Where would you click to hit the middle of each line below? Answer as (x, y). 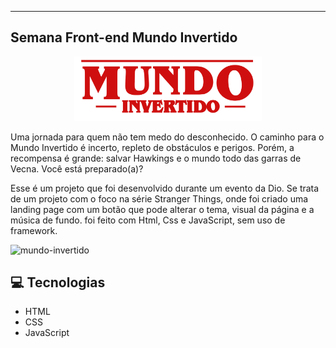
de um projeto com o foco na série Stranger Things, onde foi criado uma (159, 198)
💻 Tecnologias (58, 282)
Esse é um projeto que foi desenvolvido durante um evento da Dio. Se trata (165, 188)
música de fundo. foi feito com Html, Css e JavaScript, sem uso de (148, 220)
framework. (34, 230)
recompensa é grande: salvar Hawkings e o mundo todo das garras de (156, 158)
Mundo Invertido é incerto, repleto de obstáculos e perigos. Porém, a (152, 147)
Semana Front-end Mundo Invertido (124, 37)
